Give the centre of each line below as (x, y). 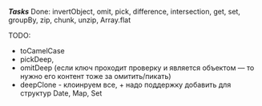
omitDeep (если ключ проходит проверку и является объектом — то (137, 68)
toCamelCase (42, 51)
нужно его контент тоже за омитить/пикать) (95, 76)
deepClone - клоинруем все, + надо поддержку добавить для (125, 84)
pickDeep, (37, 59)
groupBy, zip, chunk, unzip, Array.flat (69, 20)
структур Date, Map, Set (61, 93)
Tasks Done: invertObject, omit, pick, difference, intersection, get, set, (124, 12)
